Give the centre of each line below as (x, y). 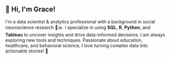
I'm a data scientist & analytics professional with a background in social (80, 21)
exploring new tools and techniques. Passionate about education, (74, 40)
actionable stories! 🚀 (27, 51)
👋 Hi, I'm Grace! (30, 9)
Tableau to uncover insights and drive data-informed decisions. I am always (85, 35)
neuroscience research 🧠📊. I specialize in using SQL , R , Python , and (78, 27)
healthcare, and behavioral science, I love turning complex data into (77, 45)
